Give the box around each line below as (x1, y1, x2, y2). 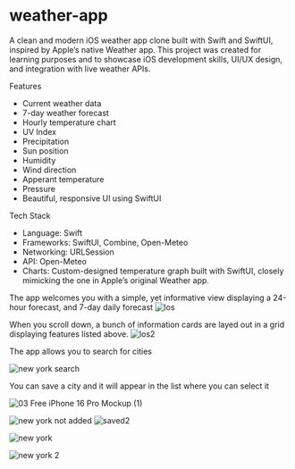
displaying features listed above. (9, 328, 129, 339)
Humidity (21, 155, 56, 165)
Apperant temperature (21, 173, 105, 184)
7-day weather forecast (21, 107, 110, 118)
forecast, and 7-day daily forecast (28, 301, 154, 313)
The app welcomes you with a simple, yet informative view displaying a (9, 292, 271, 303)
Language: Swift (21, 227, 83, 238)
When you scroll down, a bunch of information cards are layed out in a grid (9, 319, 285, 330)
